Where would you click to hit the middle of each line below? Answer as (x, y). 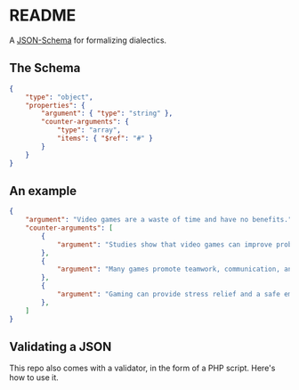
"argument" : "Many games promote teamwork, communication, (168, 269)
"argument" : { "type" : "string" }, (107, 114)
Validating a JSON (61, 347)
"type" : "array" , (89, 130)
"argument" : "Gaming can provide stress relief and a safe (168, 295)
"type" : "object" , (59, 97)
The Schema (45, 68)
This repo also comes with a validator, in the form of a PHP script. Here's (142, 368)
